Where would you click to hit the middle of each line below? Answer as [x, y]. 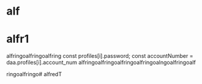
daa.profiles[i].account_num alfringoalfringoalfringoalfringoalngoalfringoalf [101, 63]
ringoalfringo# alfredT [34, 74]
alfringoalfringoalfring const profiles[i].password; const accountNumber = [100, 56]
